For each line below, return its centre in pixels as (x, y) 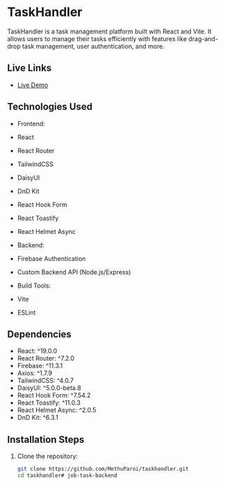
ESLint (26, 312)
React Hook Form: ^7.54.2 (54, 395)
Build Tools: (34, 285)
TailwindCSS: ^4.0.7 (45, 381)
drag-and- (203, 38)
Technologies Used (50, 107)
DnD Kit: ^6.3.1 (38, 418)
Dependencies (39, 334)
